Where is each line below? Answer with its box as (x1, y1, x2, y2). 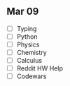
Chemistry (16, 49, 47, 56)
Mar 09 (6, 6, 39, 18)
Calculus (16, 56, 43, 65)
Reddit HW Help (16, 64, 64, 73)
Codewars (16, 72, 47, 80)
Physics (16, 40, 40, 49)
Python (16, 32, 38, 41)
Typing (16, 24, 37, 32)
